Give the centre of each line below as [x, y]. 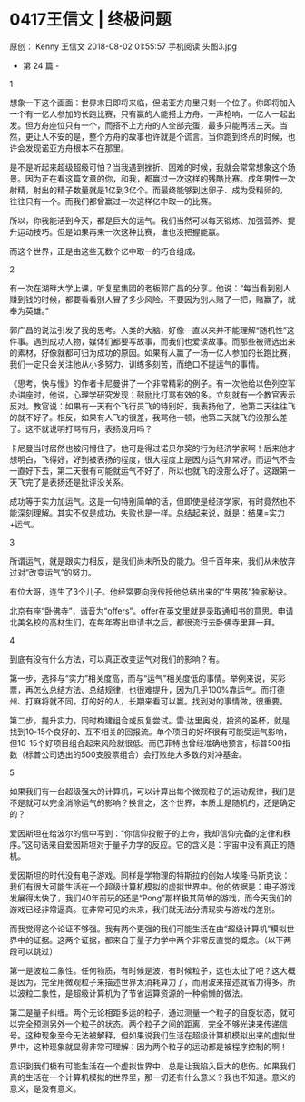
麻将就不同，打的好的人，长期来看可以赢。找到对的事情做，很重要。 [160, 701]
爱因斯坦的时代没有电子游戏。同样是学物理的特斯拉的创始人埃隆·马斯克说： [150, 875]
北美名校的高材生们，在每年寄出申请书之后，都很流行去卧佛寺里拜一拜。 [144, 622]
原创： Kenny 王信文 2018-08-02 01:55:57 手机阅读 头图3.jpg [123, 46]
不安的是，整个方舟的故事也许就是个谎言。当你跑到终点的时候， [168, 136]
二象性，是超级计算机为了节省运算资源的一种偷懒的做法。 [140, 993]
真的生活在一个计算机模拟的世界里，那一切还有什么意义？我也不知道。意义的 [152, 1077]
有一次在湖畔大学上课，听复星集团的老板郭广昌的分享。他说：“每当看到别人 [151, 288]
